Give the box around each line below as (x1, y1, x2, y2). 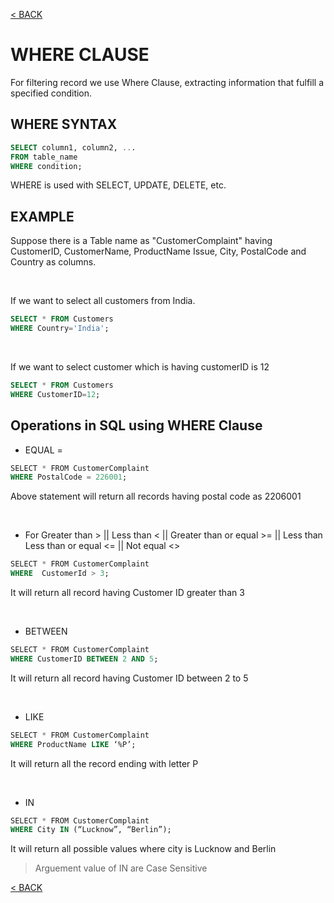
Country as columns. (10, 256, 97, 268)
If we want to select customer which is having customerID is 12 (10, 360, 270, 373)
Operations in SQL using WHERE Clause (10, 417, 263, 434)
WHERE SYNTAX (10, 116, 118, 133)
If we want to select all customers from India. (10, 295, 196, 307)
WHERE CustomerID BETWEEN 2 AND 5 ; (10, 654, 159, 664)
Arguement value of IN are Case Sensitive (34, 862, 208, 874)
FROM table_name (10, 152, 78, 162)
